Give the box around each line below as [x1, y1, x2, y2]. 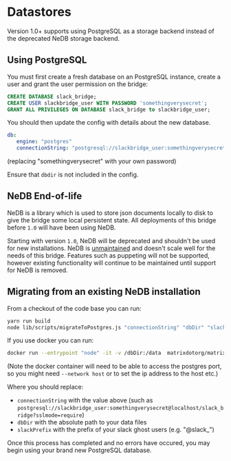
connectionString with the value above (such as [16, 396, 153, 404]
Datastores [7, 4, 72, 20]
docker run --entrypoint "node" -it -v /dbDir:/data [7, 349, 162, 357]
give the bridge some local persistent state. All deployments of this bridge [7, 216, 217, 224]
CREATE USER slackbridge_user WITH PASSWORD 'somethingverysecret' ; [7, 99, 208, 107]
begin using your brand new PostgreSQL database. [7, 446, 152, 455]
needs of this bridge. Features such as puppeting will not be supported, [7, 251, 210, 259]
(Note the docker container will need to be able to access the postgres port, [7, 362, 222, 371]
